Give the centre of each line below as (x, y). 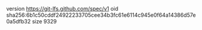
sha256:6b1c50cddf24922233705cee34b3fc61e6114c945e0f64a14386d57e (101, 15)
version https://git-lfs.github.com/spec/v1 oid (62, 9)
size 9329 (45, 21)
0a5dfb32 (19, 21)
